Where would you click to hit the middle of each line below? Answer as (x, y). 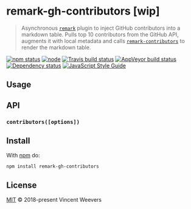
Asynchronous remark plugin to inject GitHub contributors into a (101, 28)
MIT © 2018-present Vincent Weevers (54, 200)
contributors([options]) (43, 122)
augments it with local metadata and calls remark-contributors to (103, 41)
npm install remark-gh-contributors (53, 166)
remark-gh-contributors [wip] (83, 11)
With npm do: (23, 156)
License (22, 185)
